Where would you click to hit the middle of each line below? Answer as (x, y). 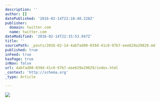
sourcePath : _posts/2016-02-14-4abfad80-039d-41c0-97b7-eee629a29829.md (80, 45)
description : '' (21, 9)
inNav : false (18, 63)
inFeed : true (18, 54)
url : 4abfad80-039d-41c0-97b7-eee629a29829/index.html (62, 68)
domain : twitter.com (30, 28)
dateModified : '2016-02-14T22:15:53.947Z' (49, 37)
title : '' (15, 41)
